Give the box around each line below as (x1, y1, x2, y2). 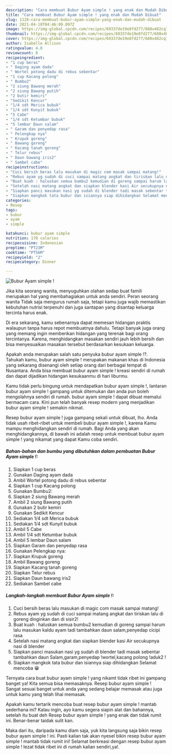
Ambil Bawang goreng (13, 559, 60, 565)
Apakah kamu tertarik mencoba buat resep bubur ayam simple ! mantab (6, 701, 157, 707)
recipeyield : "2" (6, 254, 43, 260)
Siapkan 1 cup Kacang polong (13, 483, 76, 489)
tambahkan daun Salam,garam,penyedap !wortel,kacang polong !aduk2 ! (13, 654, 166, 660)
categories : (6, 198, 31, 203)
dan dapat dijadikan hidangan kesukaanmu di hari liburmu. (6, 373, 129, 379)
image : (6, 27, 20, 32)
